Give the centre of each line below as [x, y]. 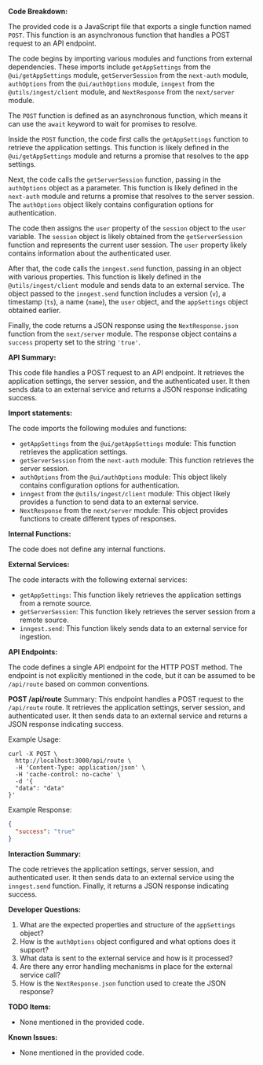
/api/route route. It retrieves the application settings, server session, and [127, 708]
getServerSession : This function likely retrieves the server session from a [137, 612]
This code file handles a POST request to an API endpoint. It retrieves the [126, 372]
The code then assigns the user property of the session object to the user [127, 228]
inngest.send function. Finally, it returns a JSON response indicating [119, 886]
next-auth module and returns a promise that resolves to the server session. [131, 196]
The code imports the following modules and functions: [97, 428]
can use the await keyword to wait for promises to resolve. [103, 124]
